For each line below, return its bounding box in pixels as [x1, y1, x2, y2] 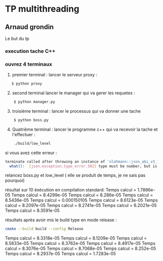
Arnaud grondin [5, 23, 54, 31]
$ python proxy [11, 81, 42, 86]
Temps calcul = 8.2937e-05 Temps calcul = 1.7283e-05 [5, 251, 116, 257]
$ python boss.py [14, 118, 49, 122]
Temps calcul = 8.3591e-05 [5, 208, 60, 213]
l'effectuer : [12, 131, 35, 137]
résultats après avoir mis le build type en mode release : [5, 217, 117, 223]
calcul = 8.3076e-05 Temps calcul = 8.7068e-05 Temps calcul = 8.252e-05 [5, 245, 156, 251]
